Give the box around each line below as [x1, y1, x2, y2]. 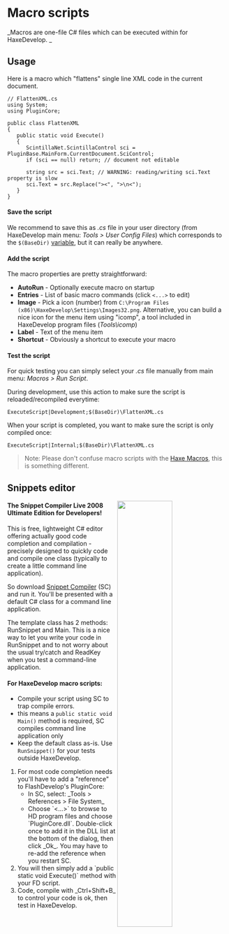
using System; [7, 101, 49, 108]
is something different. [24, 461, 89, 470]
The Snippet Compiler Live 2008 [7, 501, 103, 510]
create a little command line [7, 561, 87, 570]
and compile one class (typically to [7, 554, 108, 562]
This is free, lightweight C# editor [7, 524, 103, 533]
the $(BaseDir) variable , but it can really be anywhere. [7, 238, 163, 246]
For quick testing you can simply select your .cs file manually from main [7, 367, 214, 375]
